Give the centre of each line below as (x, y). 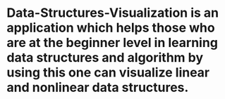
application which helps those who (111, 28)
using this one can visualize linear (108, 73)
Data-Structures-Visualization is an (113, 13)
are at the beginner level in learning (112, 43)
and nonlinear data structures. (98, 87)
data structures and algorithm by (105, 58)
